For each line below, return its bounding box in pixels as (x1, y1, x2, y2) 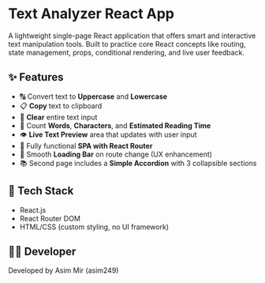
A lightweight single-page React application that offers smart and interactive (8, 31, 256, 40)
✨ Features (8, 70, 64, 84)
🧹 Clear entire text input (19, 112, 98, 122)
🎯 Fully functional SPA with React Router (19, 141, 153, 150)
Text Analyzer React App (8, 5, 175, 23)
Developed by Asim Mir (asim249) (8, 266, 119, 275)
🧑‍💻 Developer (8, 244, 77, 258)
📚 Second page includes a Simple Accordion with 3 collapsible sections (19, 158, 257, 168)
